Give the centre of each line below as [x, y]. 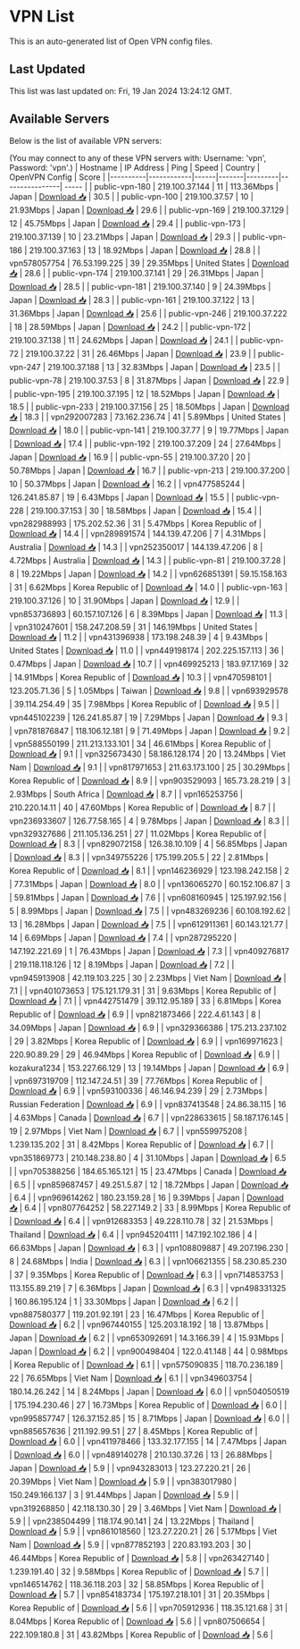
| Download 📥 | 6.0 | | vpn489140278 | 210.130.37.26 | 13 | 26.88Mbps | [141, 1454]
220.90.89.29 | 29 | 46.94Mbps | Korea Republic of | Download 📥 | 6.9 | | [145, 1054]
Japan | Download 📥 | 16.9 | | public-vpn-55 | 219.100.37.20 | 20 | [130, 457]
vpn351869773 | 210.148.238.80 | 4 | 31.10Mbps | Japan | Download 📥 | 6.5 [148, 1158]
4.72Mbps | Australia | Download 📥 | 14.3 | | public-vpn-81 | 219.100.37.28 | [148, 560]
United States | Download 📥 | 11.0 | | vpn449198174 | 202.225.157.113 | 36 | [146, 650]
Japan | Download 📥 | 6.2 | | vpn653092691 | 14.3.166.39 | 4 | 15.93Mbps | [146, 1338]
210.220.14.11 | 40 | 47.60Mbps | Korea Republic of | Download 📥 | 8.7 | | [142, 808]
